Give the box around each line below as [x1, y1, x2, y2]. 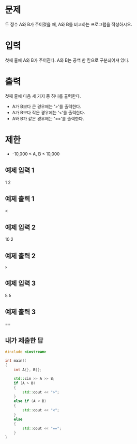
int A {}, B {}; [14, 368, 42, 373]
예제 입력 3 [5, 279, 36, 287]
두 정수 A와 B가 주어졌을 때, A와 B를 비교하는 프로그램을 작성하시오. [5, 21, 132, 27]
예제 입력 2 [5, 223, 36, 231]
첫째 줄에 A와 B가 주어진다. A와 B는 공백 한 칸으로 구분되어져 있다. [5, 57, 130, 63]
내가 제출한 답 [5, 337, 44, 345]
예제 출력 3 [5, 308, 36, 316]
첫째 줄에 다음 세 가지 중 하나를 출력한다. [5, 93, 81, 99]
